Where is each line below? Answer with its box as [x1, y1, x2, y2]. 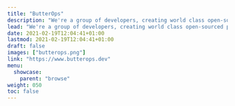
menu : [7, 62, 23, 69]
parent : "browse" [20, 75, 71, 82]
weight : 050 [7, 82, 42, 89]
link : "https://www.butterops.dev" [7, 56, 111, 63]
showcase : [13, 68, 42, 75]
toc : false [7, 88, 39, 95]
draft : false [7, 43, 45, 50]
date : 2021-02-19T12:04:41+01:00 [7, 29, 105, 37]
